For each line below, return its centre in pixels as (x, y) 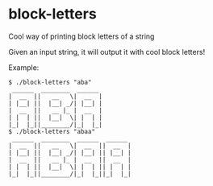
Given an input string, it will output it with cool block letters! (107, 52)
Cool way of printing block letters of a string (81, 36)
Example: (24, 67)
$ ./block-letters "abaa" (52, 131)
